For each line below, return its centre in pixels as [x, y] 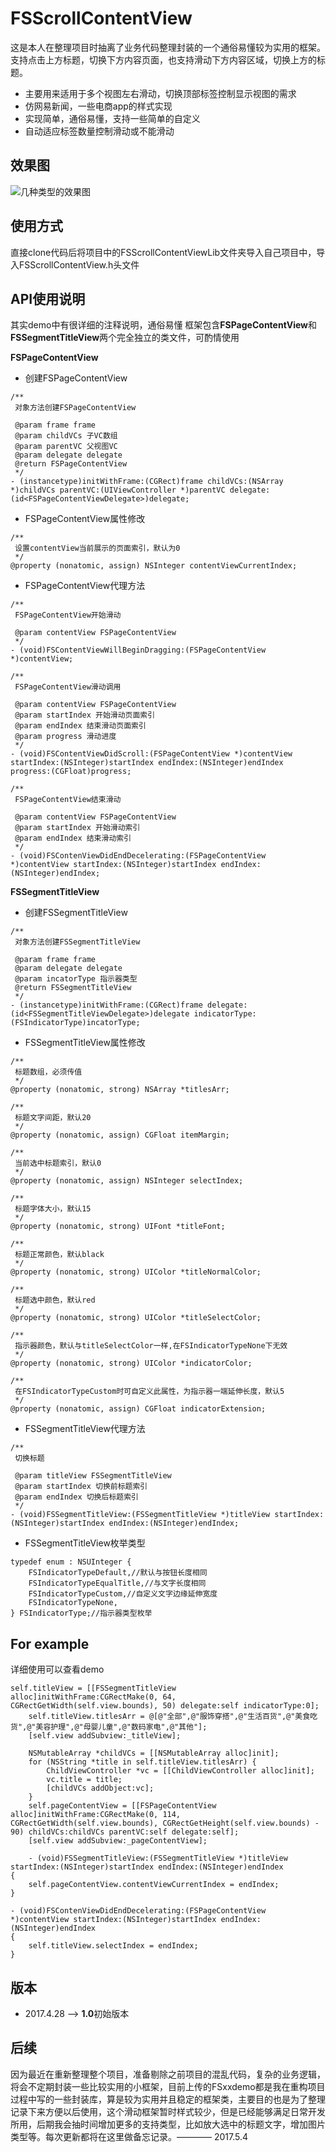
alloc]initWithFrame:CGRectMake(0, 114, [96, 1815]
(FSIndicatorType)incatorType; [75, 1023]
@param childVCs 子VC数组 [66, 436]
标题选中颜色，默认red [55, 1300]
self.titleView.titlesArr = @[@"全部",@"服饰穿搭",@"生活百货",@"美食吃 [173, 1717]
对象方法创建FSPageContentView [75, 408]
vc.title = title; [84, 1780]
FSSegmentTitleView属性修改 [85, 1043]
